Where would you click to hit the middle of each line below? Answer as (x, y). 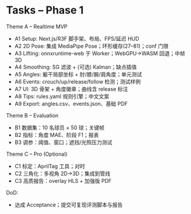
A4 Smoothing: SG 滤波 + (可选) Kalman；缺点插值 (76, 67)
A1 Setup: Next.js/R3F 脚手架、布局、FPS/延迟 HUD (77, 38)
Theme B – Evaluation (32, 115)
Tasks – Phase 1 (45, 10)
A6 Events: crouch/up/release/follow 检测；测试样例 (78, 81)
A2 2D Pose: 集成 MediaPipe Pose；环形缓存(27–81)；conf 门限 (91, 46)
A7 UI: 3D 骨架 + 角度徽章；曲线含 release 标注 (71, 89)
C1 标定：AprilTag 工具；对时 (50, 166)
